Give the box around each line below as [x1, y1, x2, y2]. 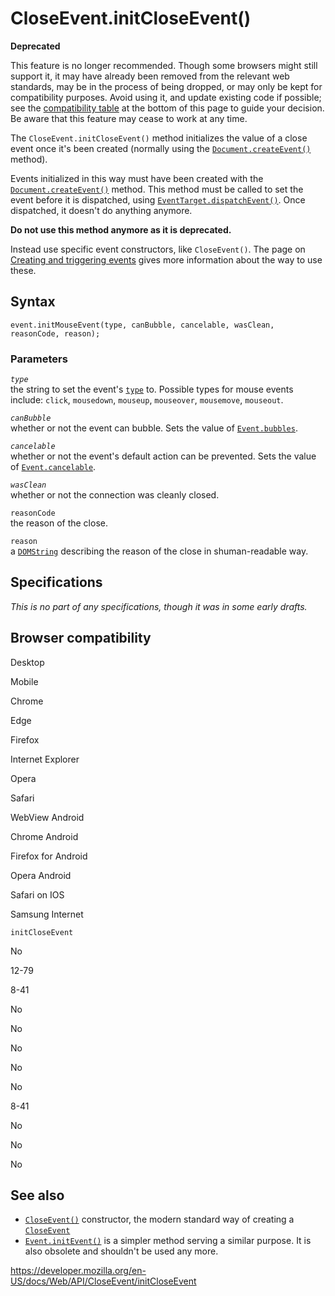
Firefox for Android [10, 850, 88, 862]
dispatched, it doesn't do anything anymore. [10, 204, 193, 216]
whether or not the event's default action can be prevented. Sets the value [10, 450, 317, 462]
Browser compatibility [10, 630, 152, 647]
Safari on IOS [10, 888, 65, 901]
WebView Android [10, 811, 85, 823]
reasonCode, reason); [10, 328, 101, 339]
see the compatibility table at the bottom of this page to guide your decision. [10, 102, 325, 114]
